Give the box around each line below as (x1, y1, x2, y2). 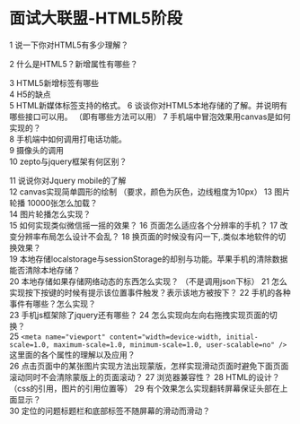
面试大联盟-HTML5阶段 (9, 8, 183, 29)
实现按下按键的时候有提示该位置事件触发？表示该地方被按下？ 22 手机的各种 (9, 287, 291, 298)
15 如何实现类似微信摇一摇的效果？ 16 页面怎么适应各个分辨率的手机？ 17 (9, 220, 278, 230)
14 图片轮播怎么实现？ (9, 208, 92, 220)
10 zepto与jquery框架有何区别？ (9, 156, 128, 167)
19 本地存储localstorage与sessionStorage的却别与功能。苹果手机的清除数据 (9, 253, 288, 264)
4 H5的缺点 (9, 89, 51, 100)
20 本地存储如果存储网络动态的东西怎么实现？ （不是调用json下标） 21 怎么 (9, 275, 287, 287)
